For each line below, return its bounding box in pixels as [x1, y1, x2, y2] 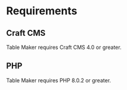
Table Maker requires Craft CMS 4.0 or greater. [6, 44, 122, 51]
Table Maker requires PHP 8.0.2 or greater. [6, 76, 111, 84]
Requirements [6, 4, 78, 18]
